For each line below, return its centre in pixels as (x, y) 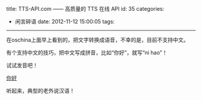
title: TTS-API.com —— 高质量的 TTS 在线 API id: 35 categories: (85, 9)
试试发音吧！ (22, 65)
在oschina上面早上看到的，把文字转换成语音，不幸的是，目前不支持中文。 (98, 40)
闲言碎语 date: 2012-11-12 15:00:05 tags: (65, 22)
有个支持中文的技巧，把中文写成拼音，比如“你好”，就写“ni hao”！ (87, 52)
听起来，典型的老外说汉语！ (41, 91)
